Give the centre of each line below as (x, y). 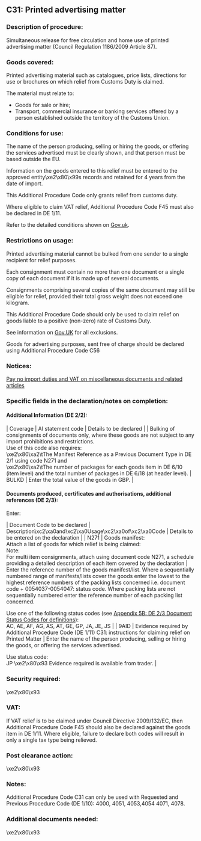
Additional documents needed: (52, 819)
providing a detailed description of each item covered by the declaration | (97, 563)
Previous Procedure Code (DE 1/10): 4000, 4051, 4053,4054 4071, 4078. (96, 804)
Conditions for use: (35, 133)
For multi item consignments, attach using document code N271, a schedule (100, 557)
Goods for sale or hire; (43, 105)
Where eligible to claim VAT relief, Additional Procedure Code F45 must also (100, 207)
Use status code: (27, 657)
